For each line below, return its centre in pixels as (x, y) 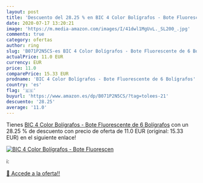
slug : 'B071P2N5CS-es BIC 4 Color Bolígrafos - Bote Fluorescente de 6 (98, 51)
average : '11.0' (27, 107)
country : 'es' (24, 85)
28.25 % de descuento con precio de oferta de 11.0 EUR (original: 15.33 (95, 131)
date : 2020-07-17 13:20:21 (40, 23)
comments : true (25, 34)
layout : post (23, 12)
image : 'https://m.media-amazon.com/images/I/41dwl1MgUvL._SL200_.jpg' (98, 29)
